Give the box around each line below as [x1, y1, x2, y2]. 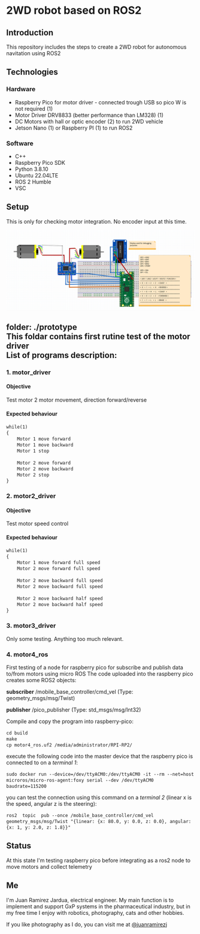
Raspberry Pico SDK [14, 159, 66, 166]
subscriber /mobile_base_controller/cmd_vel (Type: [6, 688, 134, 695]
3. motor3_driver [6, 622, 56, 630]
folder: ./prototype [6, 322, 77, 332]
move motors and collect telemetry [6, 863, 93, 870]
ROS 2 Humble [14, 178, 51, 185]
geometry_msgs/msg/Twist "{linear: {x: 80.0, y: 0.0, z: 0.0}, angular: [6, 819, 192, 825]
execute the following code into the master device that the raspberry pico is [6, 753, 193, 760]
